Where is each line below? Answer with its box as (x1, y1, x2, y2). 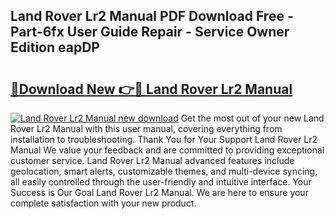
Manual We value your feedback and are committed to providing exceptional (10, 144, 325, 156)
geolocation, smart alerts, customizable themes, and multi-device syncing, (10, 165, 318, 177)
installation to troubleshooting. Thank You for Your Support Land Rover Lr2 (10, 134, 318, 145)
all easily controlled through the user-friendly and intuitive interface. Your (10, 176, 312, 188)
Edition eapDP (10, 39, 100, 56)
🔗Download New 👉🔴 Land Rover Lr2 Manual (10, 80, 293, 98)
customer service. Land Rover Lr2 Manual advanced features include (10, 155, 295, 166)
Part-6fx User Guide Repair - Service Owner (10, 24, 290, 41)
